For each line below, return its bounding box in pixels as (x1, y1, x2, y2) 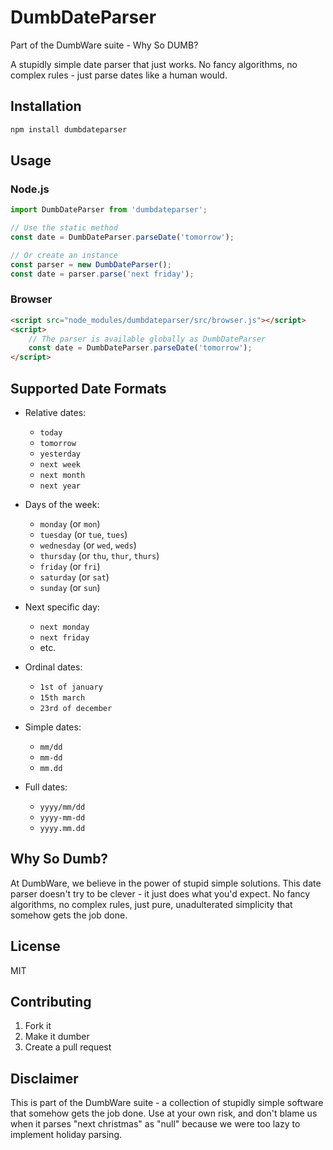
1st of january (39, 682, 103, 693)
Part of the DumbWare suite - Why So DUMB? (10, 39, 199, 51)
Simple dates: (24, 721, 82, 733)
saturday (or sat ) (39, 571, 110, 583)
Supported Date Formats (10, 380, 167, 397)
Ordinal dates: (24, 661, 83, 673)
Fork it (24, 1020, 52, 1032)
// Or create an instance (10, 250, 118, 260)
